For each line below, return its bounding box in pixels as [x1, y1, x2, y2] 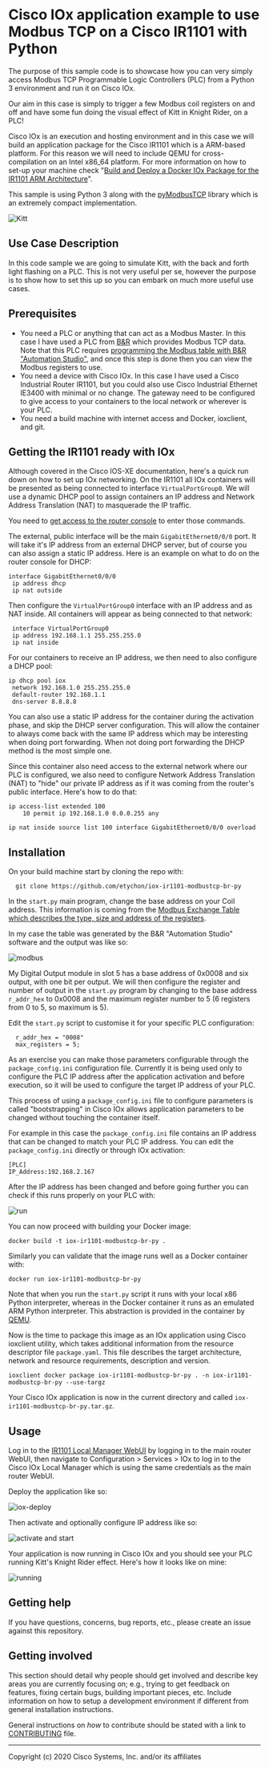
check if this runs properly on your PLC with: [8, 1191, 156, 1200]
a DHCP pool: [8, 662, 54, 671]
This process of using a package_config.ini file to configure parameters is [8, 1096, 254, 1106]
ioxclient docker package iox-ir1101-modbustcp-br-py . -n [8, 1371, 210, 1380]
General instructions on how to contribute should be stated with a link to [8, 1720, 247, 1730]
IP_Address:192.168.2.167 [8, 1168, 94, 1176]
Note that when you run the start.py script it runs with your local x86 [8, 1289, 238, 1299]
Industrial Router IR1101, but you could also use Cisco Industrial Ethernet [19, 379, 258, 389]
